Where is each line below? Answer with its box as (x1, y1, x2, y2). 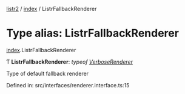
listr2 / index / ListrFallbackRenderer (6, 5, 97, 12)
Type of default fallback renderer (6, 70, 89, 77)
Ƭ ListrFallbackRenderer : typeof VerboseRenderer (6, 58, 133, 65)
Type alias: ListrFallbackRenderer (6, 27, 179, 40)
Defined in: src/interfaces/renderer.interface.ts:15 (6, 81, 130, 89)
